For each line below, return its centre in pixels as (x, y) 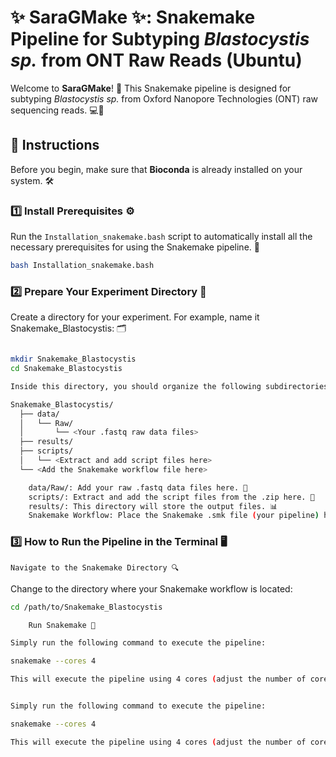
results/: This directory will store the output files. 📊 (153, 506)
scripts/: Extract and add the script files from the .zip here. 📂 (171, 497)
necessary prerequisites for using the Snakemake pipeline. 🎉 (135, 247)
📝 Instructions (55, 145)
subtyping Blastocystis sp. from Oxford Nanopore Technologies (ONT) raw (164, 98)
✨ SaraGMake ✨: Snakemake (133, 17)
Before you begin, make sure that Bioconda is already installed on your (156, 169)
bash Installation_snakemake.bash (82, 266)
